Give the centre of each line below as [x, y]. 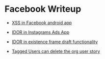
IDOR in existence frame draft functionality [55, 42]
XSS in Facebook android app [42, 23]
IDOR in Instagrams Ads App [40, 32]
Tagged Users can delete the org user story [56, 51]
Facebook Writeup [43, 9]
